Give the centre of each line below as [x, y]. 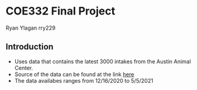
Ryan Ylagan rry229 [31, 28]
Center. [24, 68]
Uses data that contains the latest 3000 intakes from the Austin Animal [103, 61]
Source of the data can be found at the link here [74, 74]
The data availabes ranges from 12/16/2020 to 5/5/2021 [84, 80]
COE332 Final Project [61, 11]
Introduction [30, 47]
